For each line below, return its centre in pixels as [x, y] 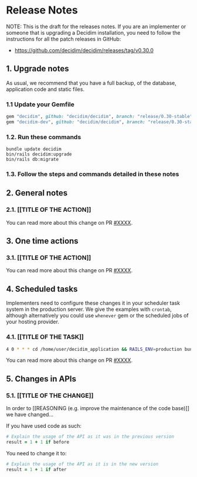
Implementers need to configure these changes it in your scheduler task [93, 303]
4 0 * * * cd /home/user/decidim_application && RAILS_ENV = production [94, 349]
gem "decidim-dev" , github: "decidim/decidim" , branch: [76, 122]
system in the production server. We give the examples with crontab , [89, 309]
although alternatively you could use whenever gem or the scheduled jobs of [97, 316]
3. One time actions [42, 241]
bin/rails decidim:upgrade [39, 154]
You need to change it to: [36, 453]
